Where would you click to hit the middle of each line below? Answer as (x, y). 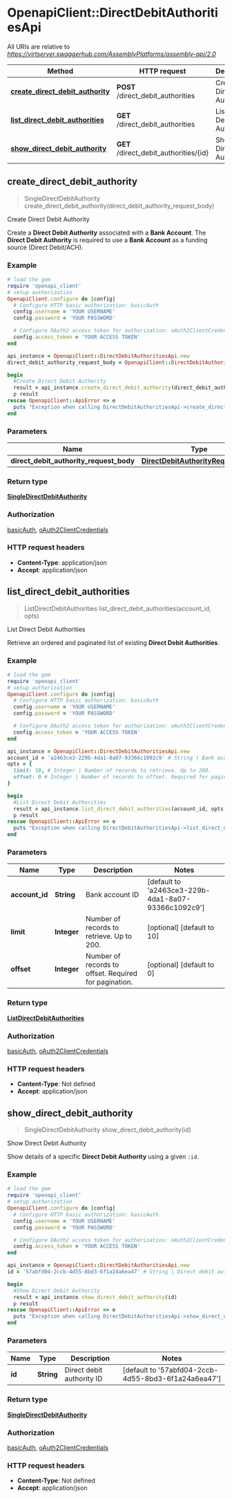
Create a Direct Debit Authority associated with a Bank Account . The (107, 233)
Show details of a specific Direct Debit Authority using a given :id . (103, 1156)
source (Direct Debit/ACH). (45, 247)
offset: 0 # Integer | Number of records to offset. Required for (111, 777)
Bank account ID (112, 895)
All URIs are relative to (39, 46)
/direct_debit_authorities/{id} (163, 152)
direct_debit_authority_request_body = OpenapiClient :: (89, 362)
